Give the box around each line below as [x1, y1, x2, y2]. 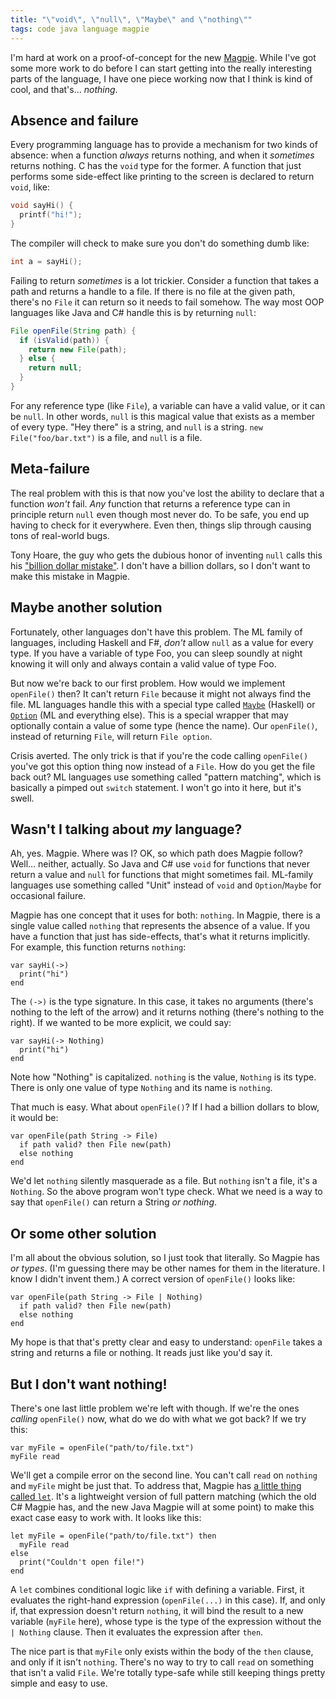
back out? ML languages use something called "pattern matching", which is [10, 771, 322, 783]
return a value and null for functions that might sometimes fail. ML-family [10, 869, 314, 881]
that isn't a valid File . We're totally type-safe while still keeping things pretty [10, 1667, 326, 1678]
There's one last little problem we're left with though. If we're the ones [10, 1402, 300, 1414]
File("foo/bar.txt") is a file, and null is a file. [10, 431, 203, 443]
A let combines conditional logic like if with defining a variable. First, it [10, 1584, 305, 1595]
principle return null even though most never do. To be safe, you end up [10, 508, 310, 520]
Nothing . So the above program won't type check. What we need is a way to [10, 1186, 323, 1198]
